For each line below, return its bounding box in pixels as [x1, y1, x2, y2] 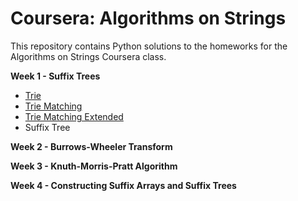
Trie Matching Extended [24, 110, 124, 122]
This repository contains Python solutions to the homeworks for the [10, 40, 288, 52]
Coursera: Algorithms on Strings [10, 7, 287, 30]
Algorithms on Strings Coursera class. [10, 50, 167, 62]
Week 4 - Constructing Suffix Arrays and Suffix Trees [10, 179, 237, 191]
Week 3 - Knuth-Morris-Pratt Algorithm [10, 160, 178, 172]
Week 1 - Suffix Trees [10, 70, 101, 82]
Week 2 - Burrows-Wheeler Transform [10, 140, 173, 152]
